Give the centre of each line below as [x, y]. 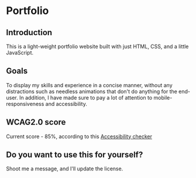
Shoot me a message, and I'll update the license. [65, 169]
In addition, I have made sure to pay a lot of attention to [86, 97]
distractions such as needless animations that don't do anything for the [92, 91]
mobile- [163, 97]
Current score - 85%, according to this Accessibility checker [79, 136]
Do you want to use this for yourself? [75, 155]
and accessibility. [66, 104]
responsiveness [25, 104]
